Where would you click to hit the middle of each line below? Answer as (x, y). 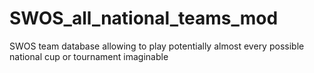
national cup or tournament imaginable (89, 56)
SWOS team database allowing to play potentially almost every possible (157, 46)
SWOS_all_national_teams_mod (144, 18)
